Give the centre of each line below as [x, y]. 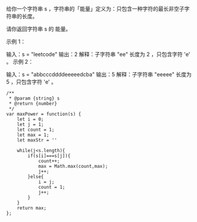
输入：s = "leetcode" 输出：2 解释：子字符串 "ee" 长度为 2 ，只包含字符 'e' [98, 54]
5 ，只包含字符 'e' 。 [31, 82]
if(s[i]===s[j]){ [49, 156]
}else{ [36, 177]
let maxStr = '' [37, 140]
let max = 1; [33, 135]
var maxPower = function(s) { [44, 114]
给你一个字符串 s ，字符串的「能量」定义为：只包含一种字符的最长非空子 [96, 9]
